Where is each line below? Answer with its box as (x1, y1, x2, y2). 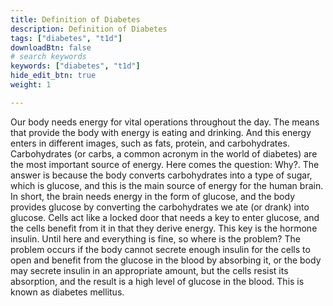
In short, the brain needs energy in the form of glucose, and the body (10, 190, 296, 202)
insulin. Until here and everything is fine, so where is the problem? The (10, 232, 301, 245)
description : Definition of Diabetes (10, 24, 168, 34)
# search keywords (10, 52, 87, 62)
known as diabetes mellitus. (10, 286, 125, 298)
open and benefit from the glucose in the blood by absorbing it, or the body (10, 254, 322, 266)
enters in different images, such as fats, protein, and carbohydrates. (10, 137, 290, 149)
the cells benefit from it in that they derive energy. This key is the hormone (10, 222, 318, 234)
